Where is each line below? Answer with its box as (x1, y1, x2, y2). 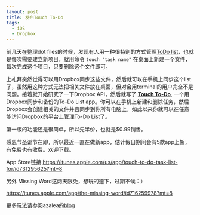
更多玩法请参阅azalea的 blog (6, 202, 75, 209)
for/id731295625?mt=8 (6, 165, 63, 173)
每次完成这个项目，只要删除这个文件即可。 (6, 63, 111, 70)
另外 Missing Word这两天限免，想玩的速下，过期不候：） (6, 177, 146, 185)
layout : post (6, 8, 39, 15)
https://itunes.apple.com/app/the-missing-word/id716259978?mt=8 (6, 189, 173, 197)
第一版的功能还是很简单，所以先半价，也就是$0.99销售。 (6, 126, 146, 133)
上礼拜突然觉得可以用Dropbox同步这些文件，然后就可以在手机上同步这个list (6, 76, 192, 83)
